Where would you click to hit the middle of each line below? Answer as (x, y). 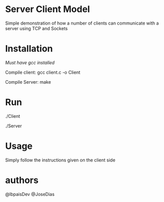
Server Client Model (48, 9)
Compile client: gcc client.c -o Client (43, 72)
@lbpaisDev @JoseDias (30, 194)
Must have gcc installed (30, 62)
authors (22, 180)
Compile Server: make (28, 82)
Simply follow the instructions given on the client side (60, 160)
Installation (29, 49)
